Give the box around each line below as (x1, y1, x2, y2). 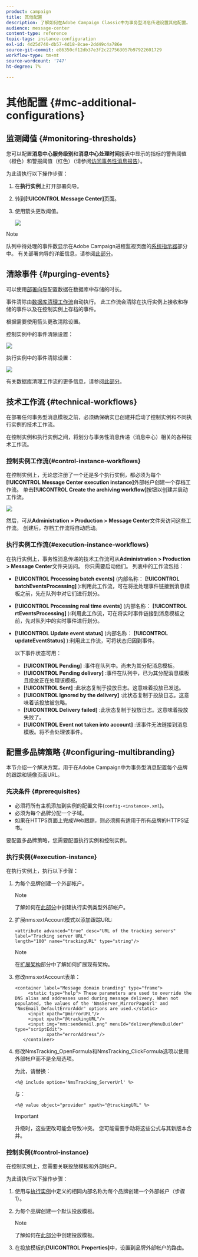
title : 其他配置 (6, 14, 42, 20)
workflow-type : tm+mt (6, 52, 60, 58)
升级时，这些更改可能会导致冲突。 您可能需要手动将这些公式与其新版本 (14, 1125, 187, 1131)
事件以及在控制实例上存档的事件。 (16, 306, 99, 313)
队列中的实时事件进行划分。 (35, 617, 103, 624)
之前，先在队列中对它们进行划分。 (19, 590, 103, 597)
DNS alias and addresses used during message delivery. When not (14, 995, 179, 1001)
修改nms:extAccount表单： (14, 974, 81, 980)
